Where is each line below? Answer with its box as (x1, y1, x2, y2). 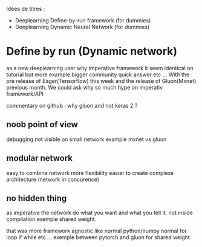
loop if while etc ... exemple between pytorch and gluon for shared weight (6, 234, 191, 241)
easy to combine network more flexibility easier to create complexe (6, 169, 174, 176)
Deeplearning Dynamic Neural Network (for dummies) (15, 24, 150, 30)
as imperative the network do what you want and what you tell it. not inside (6, 209, 194, 217)
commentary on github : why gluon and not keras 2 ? (6, 102, 138, 109)
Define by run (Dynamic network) (6, 45, 177, 58)
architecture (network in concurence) (6, 176, 100, 183)
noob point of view (6, 119, 79, 130)
